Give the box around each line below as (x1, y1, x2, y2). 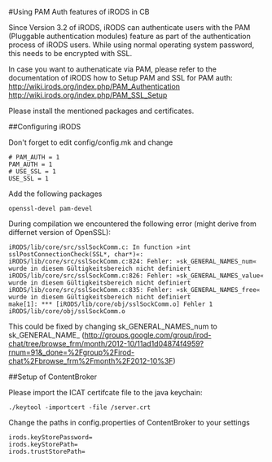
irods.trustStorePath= (8, 447, 86, 455)
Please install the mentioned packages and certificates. (8, 106, 195, 115)
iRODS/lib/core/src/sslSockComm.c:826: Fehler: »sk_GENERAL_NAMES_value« (8, 272, 265, 280)
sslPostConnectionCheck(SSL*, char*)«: (8, 251, 144, 259)
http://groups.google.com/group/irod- (84, 330, 212, 340)
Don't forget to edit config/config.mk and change (8, 137, 173, 147)
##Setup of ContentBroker (8, 372, 98, 381)
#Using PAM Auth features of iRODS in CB (8, 7, 150, 16)
